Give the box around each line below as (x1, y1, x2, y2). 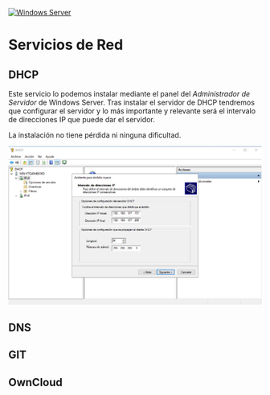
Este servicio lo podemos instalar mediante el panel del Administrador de (8, 89, 251, 98)
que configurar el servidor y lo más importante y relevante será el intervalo (8, 106, 256, 116)
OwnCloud (8, 375, 63, 389)
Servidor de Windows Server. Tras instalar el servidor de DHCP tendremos (8, 97, 256, 107)
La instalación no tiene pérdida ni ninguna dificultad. (8, 130, 182, 140)
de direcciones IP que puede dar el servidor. (8, 115, 155, 124)
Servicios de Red (8, 36, 124, 54)
